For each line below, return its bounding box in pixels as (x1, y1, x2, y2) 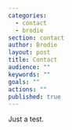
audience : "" (8, 63, 51, 71)
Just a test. (8, 114, 45, 124)
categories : (8, 11, 47, 20)
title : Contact (8, 56, 58, 64)
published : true (8, 93, 61, 101)
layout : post (8, 48, 51, 56)
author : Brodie (8, 41, 58, 49)
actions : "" (8, 85, 47, 94)
